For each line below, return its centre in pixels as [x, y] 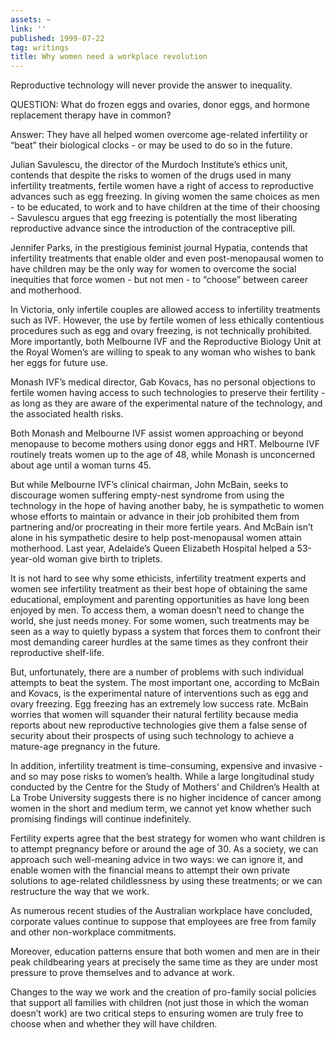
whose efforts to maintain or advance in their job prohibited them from [155, 517]
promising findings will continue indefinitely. [101, 819]
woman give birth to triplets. [105, 559]
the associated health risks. [67, 414]
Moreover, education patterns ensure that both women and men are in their [165, 952]
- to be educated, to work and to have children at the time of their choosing [165, 207]
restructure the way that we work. [80, 892]
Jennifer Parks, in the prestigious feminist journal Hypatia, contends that [159, 248]
